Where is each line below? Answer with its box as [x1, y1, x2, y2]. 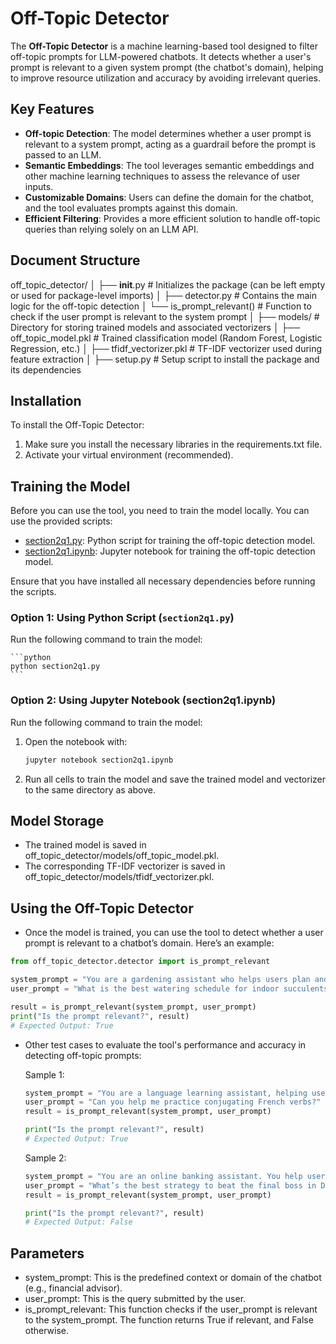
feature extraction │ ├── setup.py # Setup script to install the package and [10, 353, 320, 365]
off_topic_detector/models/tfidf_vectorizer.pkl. [24, 871, 215, 883]
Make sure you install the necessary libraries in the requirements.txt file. [24, 438, 323, 451]
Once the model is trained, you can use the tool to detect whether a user [24, 927, 324, 939]
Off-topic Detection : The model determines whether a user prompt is [24, 127, 312, 139]
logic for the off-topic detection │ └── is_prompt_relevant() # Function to [10, 300, 312, 312]
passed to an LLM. [24, 148, 102, 161]
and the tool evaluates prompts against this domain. [24, 202, 238, 214]
